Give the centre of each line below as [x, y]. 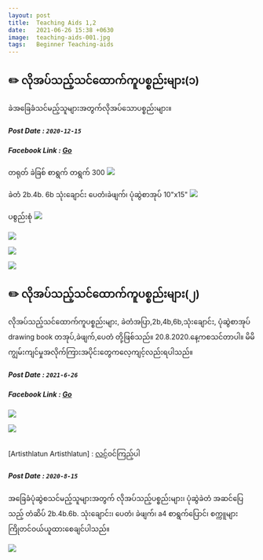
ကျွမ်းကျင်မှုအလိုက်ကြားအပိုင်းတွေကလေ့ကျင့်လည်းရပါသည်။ [101, 352]
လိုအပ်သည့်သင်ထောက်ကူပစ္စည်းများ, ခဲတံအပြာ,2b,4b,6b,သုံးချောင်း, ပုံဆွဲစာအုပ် [130, 322]
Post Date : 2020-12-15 [45, 130]
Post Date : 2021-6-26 [43, 375]
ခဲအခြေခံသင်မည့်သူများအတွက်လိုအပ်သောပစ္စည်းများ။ [90, 108]
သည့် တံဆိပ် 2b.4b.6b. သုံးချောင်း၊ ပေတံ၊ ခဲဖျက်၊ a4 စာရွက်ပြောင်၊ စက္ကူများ [123, 513]
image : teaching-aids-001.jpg [59, 37]
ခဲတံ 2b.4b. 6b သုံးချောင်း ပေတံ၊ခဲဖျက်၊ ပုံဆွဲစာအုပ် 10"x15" [98, 195]
